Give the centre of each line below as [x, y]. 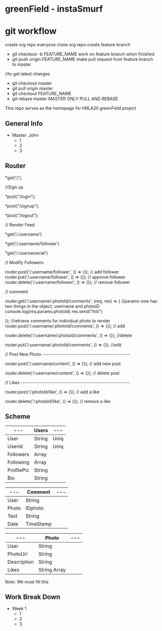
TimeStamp [38, 524]
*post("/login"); [20, 196]
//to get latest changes [28, 74]
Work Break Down [33, 597]
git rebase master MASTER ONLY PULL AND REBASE [65, 99]
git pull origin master [32, 88]
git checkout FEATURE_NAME [42, 94]
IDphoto [35, 508]
